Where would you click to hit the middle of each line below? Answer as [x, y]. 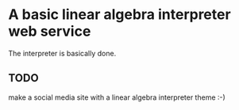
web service [50, 31]
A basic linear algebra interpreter [120, 15]
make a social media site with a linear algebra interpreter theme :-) [117, 97]
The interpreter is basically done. [62, 53]
